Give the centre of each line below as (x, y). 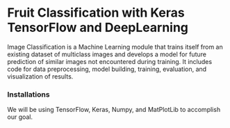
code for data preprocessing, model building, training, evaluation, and (107, 69)
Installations (28, 94)
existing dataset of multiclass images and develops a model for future (107, 54)
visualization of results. (40, 76)
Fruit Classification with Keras (96, 13)
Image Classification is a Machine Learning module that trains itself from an (115, 47)
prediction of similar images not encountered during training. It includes (110, 61)
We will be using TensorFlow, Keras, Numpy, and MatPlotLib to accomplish (114, 110)
